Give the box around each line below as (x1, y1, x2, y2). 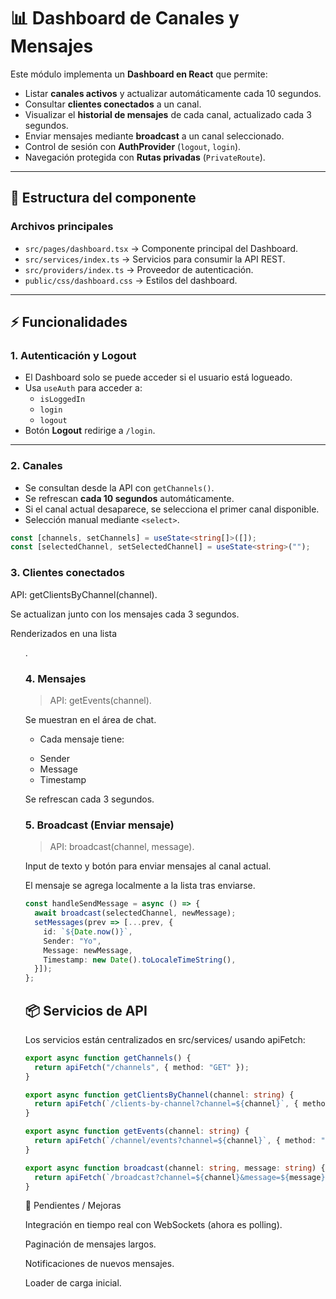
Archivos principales (10, 220, 114, 234)
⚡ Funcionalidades (10, 314, 128, 331)
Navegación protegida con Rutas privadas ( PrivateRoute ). (24, 151, 266, 163)
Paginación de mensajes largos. (24, 1238, 157, 1250)
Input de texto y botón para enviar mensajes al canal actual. (24, 860, 272, 872)
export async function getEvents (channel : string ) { (24, 1126, 250, 1137)
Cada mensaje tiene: (39, 733, 125, 745)
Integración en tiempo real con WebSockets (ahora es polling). (24, 1219, 283, 1231)
